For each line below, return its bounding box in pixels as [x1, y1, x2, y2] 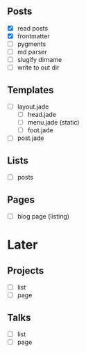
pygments [17, 40, 46, 48]
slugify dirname [17, 56, 62, 64]
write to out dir [17, 63, 60, 72]
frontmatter [17, 31, 50, 40]
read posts [17, 24, 49, 32]
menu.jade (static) [27, 118, 80, 127]
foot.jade [27, 126, 53, 134]
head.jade [27, 111, 57, 119]
